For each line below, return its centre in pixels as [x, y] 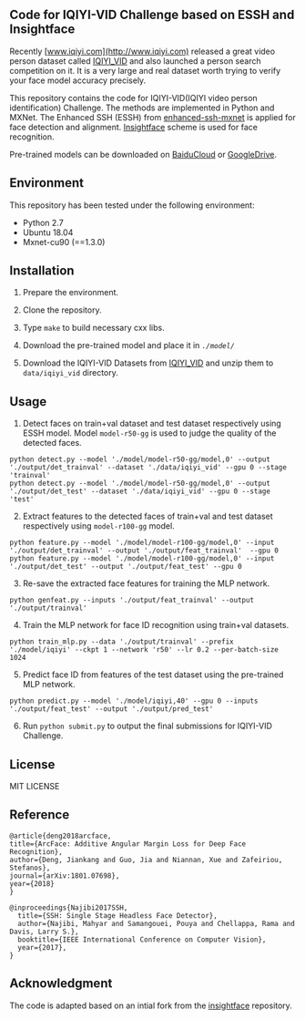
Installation [42, 271]
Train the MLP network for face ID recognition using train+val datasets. [156, 625]
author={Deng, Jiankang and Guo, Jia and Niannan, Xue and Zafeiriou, [146, 860]
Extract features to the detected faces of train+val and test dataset [147, 516]
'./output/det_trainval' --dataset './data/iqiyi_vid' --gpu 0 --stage [148, 468]
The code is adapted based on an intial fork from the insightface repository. [151, 1005]
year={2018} [32, 883]
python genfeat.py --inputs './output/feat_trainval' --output [132, 601]
